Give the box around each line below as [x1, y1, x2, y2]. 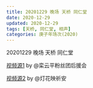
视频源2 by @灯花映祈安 [6, 75, 67, 82]
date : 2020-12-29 [6, 15, 50, 21]
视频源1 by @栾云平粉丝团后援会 [6, 62, 87, 69]
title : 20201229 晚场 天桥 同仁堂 [6, 8, 88, 15]
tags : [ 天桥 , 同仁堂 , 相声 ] [6, 25, 71, 32]
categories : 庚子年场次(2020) [6, 32, 78, 38]
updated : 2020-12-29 [6, 20, 59, 26]
